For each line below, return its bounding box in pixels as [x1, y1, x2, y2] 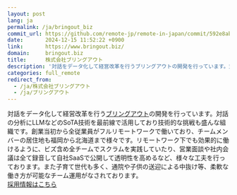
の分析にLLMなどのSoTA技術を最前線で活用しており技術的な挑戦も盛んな [7, 118, 220, 127]
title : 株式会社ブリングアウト [7, 57, 104, 64]
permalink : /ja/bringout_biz [7, 23, 93, 30]
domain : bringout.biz [7, 50, 83, 57]
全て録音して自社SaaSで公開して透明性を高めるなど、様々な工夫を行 [19, 153, 220, 162]
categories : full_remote [7, 69, 80, 76]
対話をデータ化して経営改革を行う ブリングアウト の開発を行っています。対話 [7, 110, 229, 118]
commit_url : [7, 30, 42, 37]
